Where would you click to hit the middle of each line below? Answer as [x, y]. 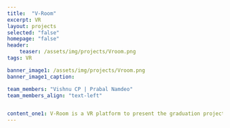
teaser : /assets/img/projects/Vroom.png [78, 52]
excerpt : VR [24, 20]
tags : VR [20, 58]
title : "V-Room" [32, 13]
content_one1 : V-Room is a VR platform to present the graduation [104, 114]
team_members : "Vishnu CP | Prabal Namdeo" [70, 89]
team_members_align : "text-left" [55, 95]
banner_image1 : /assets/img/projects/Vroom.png [76, 70]
